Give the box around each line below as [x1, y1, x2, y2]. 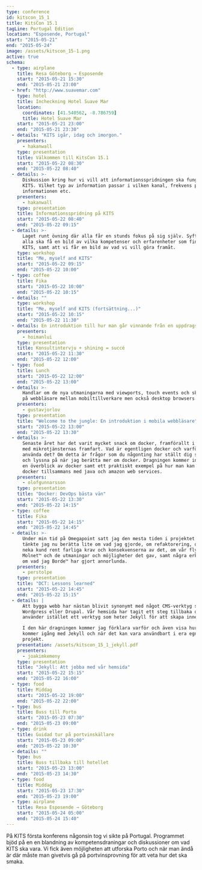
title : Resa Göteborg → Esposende [17, 71, 103, 77]
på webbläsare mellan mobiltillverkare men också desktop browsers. [22, 396, 198, 402]
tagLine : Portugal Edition [6, 25, 74, 32]
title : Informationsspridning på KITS [17, 210, 114, 217]
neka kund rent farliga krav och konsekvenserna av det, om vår [22, 547, 187, 553]
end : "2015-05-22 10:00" [17, 266, 79, 273]
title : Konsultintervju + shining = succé [17, 345, 125, 351]
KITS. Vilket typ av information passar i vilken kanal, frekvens [22, 183, 192, 189]
